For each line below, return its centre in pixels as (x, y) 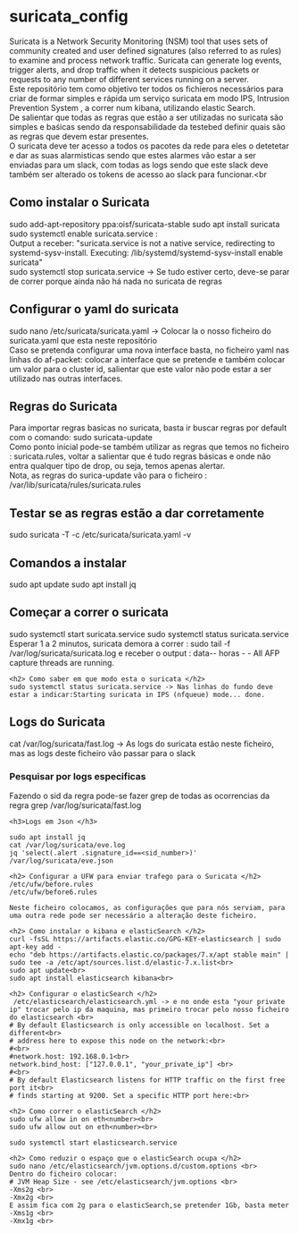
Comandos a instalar (68, 562)
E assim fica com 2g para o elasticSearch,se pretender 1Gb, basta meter (149, 1205)
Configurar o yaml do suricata (94, 309)
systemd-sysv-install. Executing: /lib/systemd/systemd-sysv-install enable (146, 252)
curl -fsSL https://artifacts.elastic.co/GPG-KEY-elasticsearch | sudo (145, 939)
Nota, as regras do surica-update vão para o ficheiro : (108, 475)
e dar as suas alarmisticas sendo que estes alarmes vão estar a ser (133, 155)
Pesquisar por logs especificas (78, 776)
